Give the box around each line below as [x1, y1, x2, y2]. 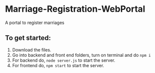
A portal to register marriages [5, 20, 65, 25]
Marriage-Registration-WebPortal [5, 3, 146, 15]
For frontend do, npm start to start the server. [12, 62, 104, 68]
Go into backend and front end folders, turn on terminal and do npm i [12, 52, 151, 58]
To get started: [5, 34, 51, 42]
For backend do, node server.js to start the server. [12, 57, 115, 63]
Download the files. [12, 47, 51, 52]
